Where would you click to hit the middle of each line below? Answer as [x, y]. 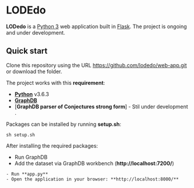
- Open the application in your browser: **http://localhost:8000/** [93, 179]
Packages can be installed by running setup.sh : [64, 124]
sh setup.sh [20, 135]
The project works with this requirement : [56, 83]
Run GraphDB [31, 157]
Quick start [27, 51]
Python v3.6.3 [32, 94]
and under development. [36, 32]
